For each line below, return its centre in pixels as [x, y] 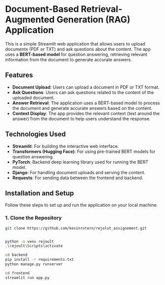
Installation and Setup [40, 193]
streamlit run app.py [27, 278]
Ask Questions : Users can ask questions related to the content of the [83, 92]
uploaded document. [34, 97]
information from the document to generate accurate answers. [69, 59]
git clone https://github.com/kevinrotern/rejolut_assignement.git [76, 228]
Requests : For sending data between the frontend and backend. [78, 178]
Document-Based [42, 9]
